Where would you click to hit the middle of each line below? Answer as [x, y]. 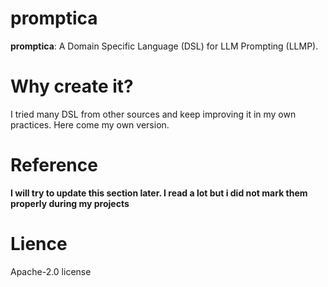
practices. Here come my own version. [90, 124]
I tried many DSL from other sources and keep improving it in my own [153, 114]
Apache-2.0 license [51, 271]
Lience [39, 244]
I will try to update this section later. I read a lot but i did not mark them [159, 193]
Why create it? [72, 86]
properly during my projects [70, 203]
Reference [54, 165]
